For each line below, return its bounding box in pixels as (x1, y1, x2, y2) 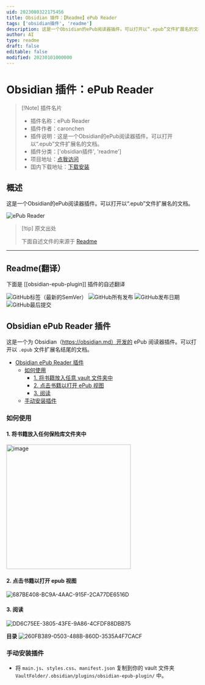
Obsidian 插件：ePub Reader (6, 83, 154, 97)
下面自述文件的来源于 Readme (21, 238, 98, 245)
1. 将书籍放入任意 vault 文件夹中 (33, 374, 113, 381)
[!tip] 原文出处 (21, 224, 57, 232)
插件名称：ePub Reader (30, 117, 90, 124)
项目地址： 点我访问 (30, 155, 79, 163)
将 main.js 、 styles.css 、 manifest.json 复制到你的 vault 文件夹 (15, 664, 175, 672)
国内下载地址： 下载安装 (30, 163, 90, 170)
